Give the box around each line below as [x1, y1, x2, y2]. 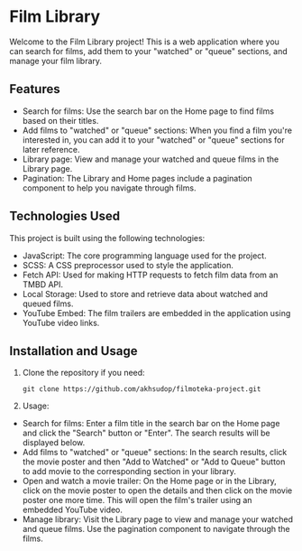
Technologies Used [9, 209, 120, 224]
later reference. [22, 144, 80, 154]
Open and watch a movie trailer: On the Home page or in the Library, [22, 476, 277, 487]
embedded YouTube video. [22, 504, 124, 516]
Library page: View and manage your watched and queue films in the [22, 154, 279, 164]
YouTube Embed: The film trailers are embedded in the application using [22, 307, 291, 318]
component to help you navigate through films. [22, 182, 197, 193]
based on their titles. [22, 115, 99, 126]
